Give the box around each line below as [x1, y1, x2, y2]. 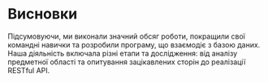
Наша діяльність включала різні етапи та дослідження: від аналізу [7, 48, 238, 58]
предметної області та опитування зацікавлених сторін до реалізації [7, 57, 246, 67]
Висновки [7, 5, 78, 23]
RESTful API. [7, 65, 50, 75]
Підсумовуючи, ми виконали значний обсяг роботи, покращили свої [7, 31, 245, 41]
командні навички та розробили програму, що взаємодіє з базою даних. [7, 39, 261, 49]
